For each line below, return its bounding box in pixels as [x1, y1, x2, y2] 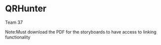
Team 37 [5, 19, 23, 25]
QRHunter [5, 3, 47, 14]
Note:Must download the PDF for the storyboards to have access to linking [5, 29, 157, 35]
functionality [5, 34, 31, 40]
